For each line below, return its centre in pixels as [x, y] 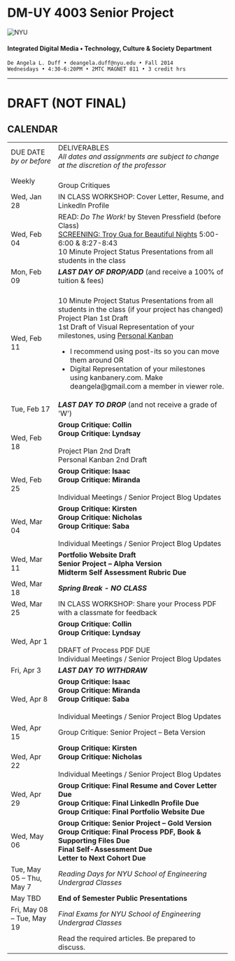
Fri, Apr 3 [26, 670]
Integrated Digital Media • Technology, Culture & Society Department [109, 48]
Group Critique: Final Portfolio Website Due [131, 812]
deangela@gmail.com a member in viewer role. [147, 386]
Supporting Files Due [94, 841]
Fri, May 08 [29, 910]
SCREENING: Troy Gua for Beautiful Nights [128, 234]
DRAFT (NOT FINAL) [67, 103]
